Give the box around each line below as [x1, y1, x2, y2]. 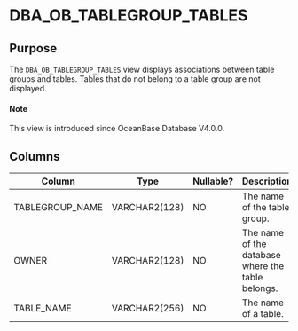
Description [241, 175, 293, 187]
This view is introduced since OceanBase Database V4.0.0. [9, 123, 224, 134]
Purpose [9, 41, 58, 56]
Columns [9, 148, 60, 164]
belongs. [241, 282, 278, 295]
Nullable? [192, 175, 233, 187]
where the [241, 260, 285, 272]
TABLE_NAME [13, 303, 73, 315]
